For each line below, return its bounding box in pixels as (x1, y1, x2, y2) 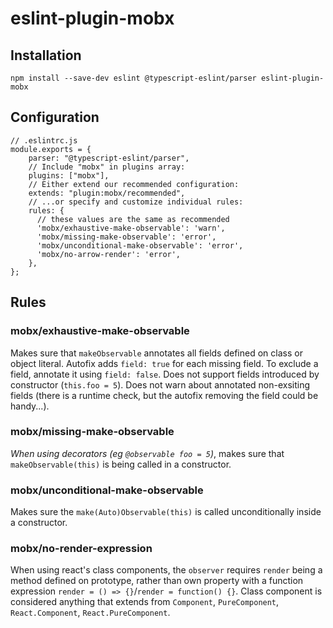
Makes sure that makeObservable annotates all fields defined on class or (10, 347, 303, 359)
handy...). (10, 400, 50, 412)
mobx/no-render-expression (10, 542, 153, 556)
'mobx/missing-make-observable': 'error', (36, 232, 217, 242)
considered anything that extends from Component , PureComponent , (10, 596, 280, 608)
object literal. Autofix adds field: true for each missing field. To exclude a (10, 357, 319, 369)
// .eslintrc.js (10, 135, 78, 146)
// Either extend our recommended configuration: (28, 179, 240, 189)
